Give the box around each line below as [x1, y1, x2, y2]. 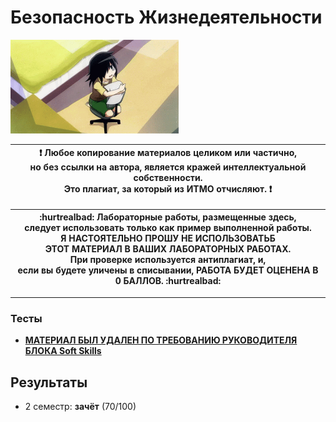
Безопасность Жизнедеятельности [10, 6, 323, 29]
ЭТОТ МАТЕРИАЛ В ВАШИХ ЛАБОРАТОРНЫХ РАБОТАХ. [44, 243, 292, 255]
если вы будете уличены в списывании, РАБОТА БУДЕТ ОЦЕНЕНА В [17, 264, 319, 276]
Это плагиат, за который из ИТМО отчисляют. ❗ [63, 183, 273, 195]
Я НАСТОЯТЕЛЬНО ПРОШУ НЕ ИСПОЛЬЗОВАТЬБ [60, 232, 276, 245]
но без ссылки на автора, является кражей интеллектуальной [29, 161, 307, 173]
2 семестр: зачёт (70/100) [24, 401, 137, 413]
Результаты [10, 374, 88, 391]
